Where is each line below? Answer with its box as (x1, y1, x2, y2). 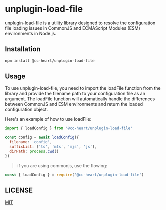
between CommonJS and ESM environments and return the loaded (5, 101, 143, 107)
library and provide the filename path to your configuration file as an (5, 91, 146, 97)
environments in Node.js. (5, 30, 56, 36)
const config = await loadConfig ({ (5, 135, 79, 140)
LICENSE (5, 186, 33, 194)
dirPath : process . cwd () (9, 149, 59, 154)
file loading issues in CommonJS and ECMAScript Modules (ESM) (5, 25, 141, 31)
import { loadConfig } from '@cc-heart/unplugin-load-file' (5, 126, 133, 131)
